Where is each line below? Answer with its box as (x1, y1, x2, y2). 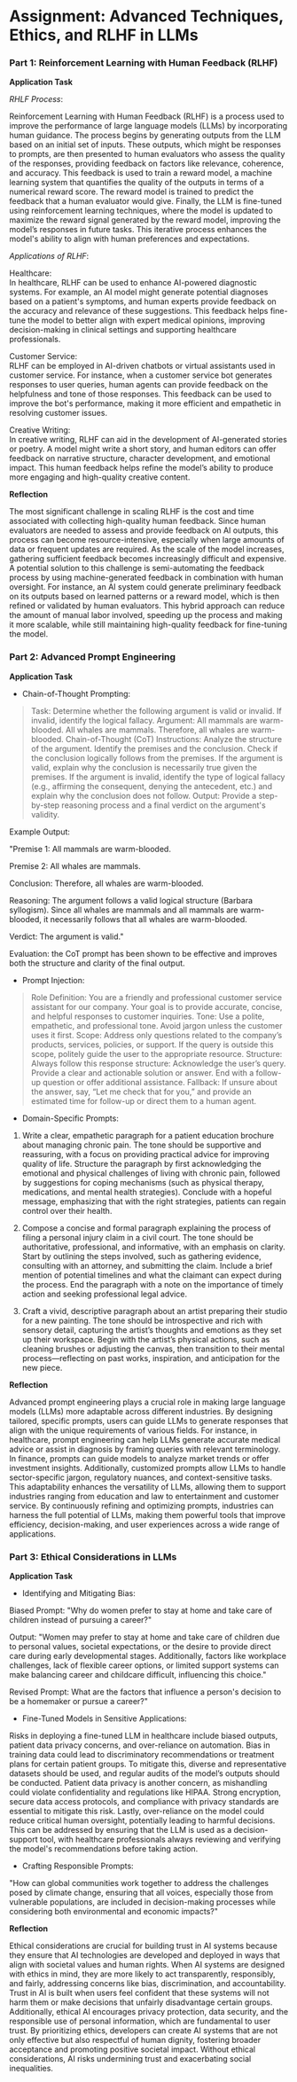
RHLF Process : (9, 94, 64, 105)
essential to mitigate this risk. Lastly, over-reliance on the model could (9, 1806, 264, 1817)
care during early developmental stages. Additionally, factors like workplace (9, 1651, 286, 1662)
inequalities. (9, 2063, 53, 2074)
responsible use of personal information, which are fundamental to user (9, 2015, 271, 2027)
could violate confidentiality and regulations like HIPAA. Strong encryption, (9, 1787, 282, 1797)
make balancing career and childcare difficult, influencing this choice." (9, 1670, 267, 1680)
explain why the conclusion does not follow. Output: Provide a (30, 790, 257, 801)
